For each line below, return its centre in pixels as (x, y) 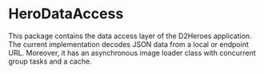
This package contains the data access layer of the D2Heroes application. (130, 36)
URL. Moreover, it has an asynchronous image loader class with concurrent (132, 53)
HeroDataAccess (66, 14)
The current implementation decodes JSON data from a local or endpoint (129, 44)
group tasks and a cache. (50, 61)
